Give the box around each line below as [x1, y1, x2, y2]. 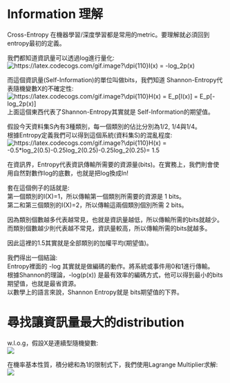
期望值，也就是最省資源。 [7, 279, 80, 287]
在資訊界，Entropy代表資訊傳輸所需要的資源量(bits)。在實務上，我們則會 [7, 160, 213, 168]
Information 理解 [7, 6, 104, 22]
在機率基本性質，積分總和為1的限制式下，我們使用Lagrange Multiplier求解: [7, 360, 218, 369]
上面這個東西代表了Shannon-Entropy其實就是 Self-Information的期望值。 [7, 108, 214, 116]
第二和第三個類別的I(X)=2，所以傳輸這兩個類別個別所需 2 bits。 [7, 201, 188, 209]
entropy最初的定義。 [7, 39, 66, 47]
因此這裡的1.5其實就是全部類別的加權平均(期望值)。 [7, 239, 153, 247]
